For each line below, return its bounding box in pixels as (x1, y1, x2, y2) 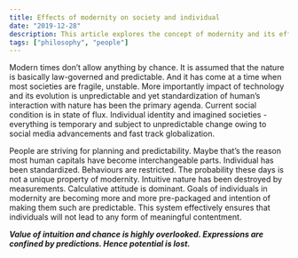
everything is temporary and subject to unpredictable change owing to (9, 119, 267, 130)
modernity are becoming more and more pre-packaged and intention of (9, 193, 271, 204)
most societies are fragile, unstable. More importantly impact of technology (9, 81, 285, 92)
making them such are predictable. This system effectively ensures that (9, 202, 271, 214)
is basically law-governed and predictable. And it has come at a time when (9, 72, 282, 83)
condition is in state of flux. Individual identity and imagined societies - (9, 109, 268, 120)
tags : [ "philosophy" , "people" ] (9, 37, 129, 47)
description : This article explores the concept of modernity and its (9, 29, 276, 38)
